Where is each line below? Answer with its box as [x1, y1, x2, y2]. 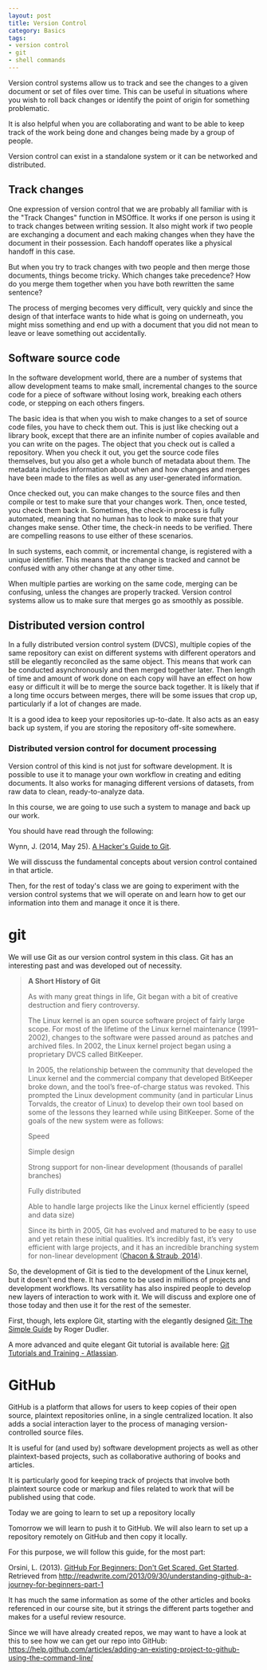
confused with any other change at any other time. [8, 563, 175, 573]
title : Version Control [8, 19, 88, 27]
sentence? [8, 287, 43, 297]
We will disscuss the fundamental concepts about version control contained [8, 857, 257, 867]
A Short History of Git [27, 976, 101, 985]
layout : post [8, 11, 52, 20]
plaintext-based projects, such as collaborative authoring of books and [8, 1451, 241, 1461]
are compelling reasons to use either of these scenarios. [8, 531, 194, 540]
